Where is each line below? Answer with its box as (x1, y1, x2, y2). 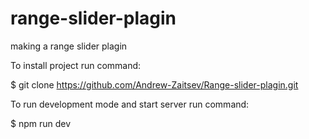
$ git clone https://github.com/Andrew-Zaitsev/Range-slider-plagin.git (10, 78, 299, 91)
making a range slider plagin (10, 40, 128, 52)
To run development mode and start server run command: (10, 98, 250, 110)
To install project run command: (10, 59, 142, 71)
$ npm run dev (10, 117, 72, 129)
